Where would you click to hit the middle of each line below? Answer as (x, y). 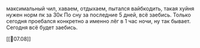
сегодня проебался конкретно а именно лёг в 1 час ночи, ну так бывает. (99, 21)
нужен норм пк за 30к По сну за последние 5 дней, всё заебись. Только (99, 15)
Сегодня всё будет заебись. (42, 27)
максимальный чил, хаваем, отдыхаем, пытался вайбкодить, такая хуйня (100, 9)
